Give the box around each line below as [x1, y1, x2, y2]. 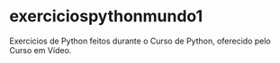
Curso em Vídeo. [9, 44, 72, 55]
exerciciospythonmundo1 [9, 6, 203, 27]
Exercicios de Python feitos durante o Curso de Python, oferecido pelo [9, 35, 272, 46]
